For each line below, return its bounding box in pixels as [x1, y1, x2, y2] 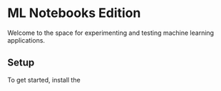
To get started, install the [7, 75, 81, 84]
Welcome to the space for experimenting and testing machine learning [7, 28, 215, 37]
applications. [7, 36, 45, 44]
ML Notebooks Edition [7, 5, 141, 21]
